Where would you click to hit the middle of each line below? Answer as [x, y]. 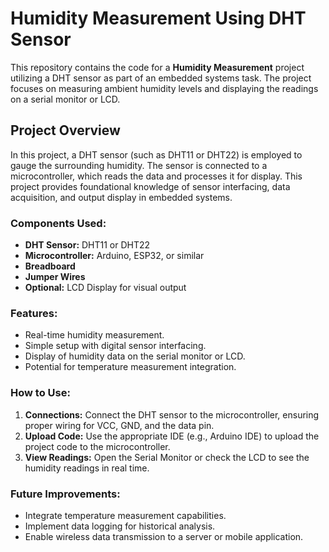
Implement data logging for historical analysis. [120, 526]
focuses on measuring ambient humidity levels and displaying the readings [164, 88]
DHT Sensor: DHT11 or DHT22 [87, 245]
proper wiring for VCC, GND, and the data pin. [119, 425]
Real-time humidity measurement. [94, 335]
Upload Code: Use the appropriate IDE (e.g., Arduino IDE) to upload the [172, 436]
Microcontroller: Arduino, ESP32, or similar [114, 256]
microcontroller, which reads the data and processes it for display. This [156, 176]
